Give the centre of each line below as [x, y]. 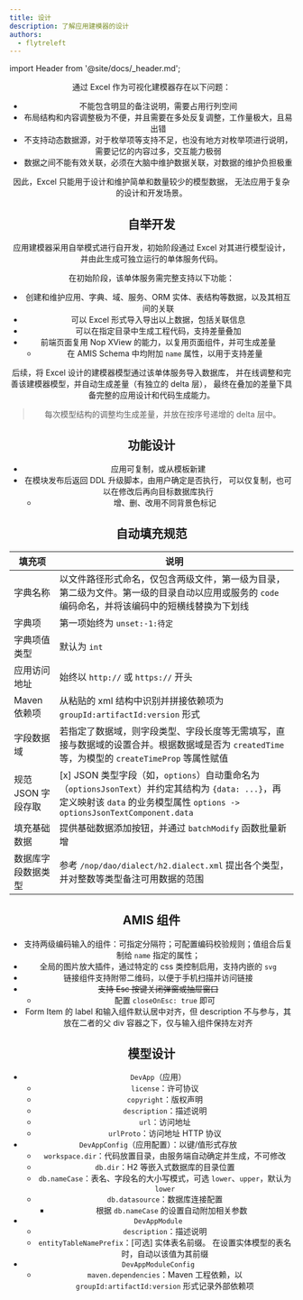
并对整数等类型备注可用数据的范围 [132, 878]
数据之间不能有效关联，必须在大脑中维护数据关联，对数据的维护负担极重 [158, 162]
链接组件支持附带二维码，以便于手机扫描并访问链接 [158, 977]
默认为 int [81, 646]
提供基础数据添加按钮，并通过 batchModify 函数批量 [168, 828]
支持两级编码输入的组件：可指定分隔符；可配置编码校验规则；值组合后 [154, 944]
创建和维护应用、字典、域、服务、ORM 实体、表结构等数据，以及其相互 [158, 298]
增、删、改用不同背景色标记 [165, 502]
